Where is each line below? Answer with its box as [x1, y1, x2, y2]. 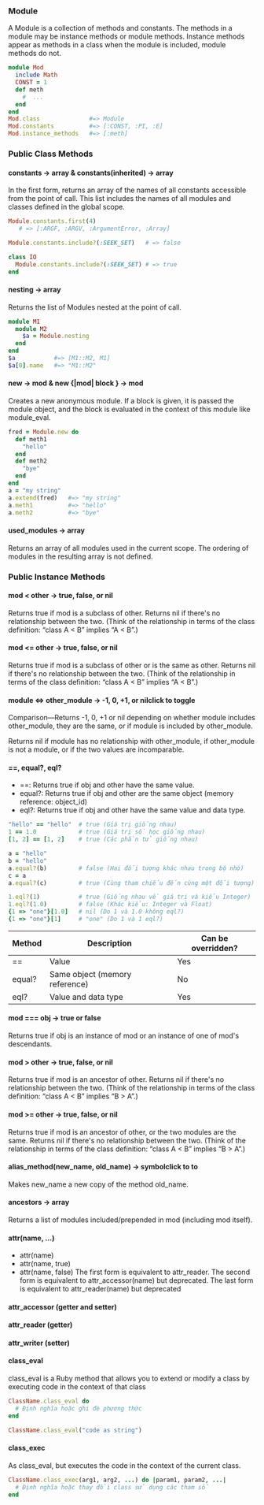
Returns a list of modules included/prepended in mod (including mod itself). [8, 1215, 253, 1224]
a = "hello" [8, 849, 47, 858]
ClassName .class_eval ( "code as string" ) [8, 1426, 143, 1434]
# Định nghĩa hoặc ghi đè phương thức [15, 1404, 143, 1412]
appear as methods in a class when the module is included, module [8, 40, 226, 50]
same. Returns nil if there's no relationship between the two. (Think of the [8, 1135, 246, 1145]
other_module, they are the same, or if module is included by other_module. [8, 721, 253, 730]
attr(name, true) [19, 1259, 71, 1269]
